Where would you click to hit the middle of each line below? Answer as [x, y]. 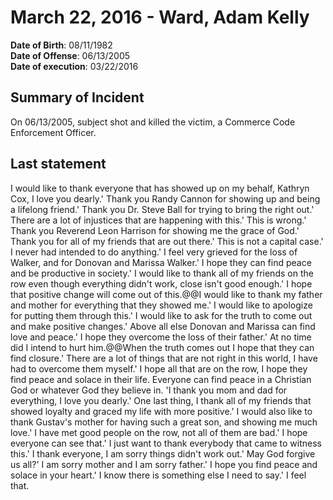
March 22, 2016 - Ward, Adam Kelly [160, 17]
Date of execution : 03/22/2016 [74, 66]
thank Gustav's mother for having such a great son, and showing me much [164, 422]
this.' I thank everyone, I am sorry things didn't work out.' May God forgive [163, 453]
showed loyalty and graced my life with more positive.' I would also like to [161, 411]
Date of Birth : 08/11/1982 [61, 45]
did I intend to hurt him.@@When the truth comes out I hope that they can [162, 347]
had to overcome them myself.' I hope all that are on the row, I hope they [159, 368]
